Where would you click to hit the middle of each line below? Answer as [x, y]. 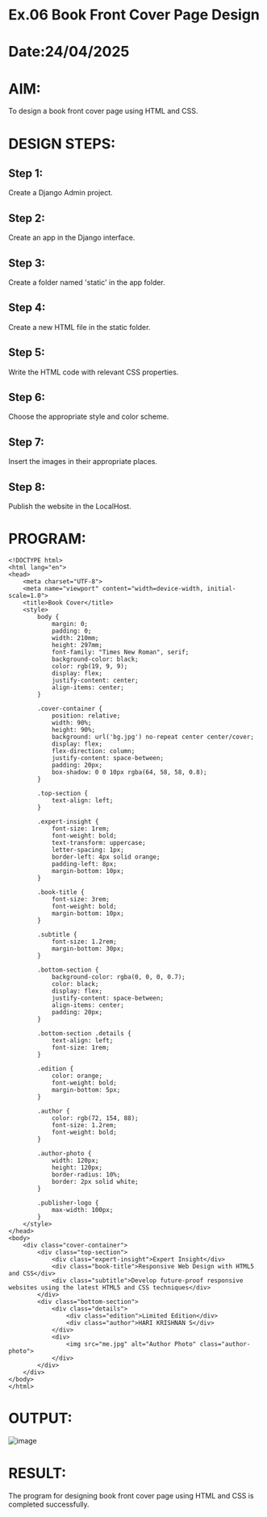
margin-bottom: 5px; [86, 1090]
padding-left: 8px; [84, 864]
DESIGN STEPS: [62, 144]
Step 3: [27, 263]
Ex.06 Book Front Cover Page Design [134, 15]
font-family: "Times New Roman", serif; [120, 652]
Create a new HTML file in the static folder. [79, 327]
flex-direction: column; [93, 751]
